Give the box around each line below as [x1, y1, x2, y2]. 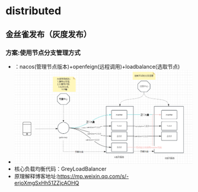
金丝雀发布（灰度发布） [5, 29, 91, 39]
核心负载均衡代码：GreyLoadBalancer [14, 165, 107, 172]
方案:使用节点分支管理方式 [5, 49, 81, 57]
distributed [5, 4, 62, 18]
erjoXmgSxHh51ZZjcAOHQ [14, 180, 79, 187]
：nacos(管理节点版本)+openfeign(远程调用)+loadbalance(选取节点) [14, 63, 180, 70]
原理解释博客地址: [14, 173, 58, 180]
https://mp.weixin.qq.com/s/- [57, 173, 129, 180]
